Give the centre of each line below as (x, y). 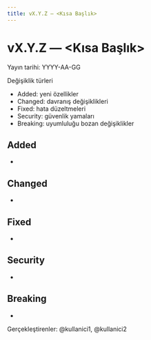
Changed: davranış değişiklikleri (62, 101)
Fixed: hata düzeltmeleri (51, 109)
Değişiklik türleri (30, 80)
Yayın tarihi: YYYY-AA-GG (44, 67)
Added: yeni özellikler (48, 93)
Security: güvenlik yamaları (56, 116)
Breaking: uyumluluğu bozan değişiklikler (75, 123)
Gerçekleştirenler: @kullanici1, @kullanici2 (67, 329)
